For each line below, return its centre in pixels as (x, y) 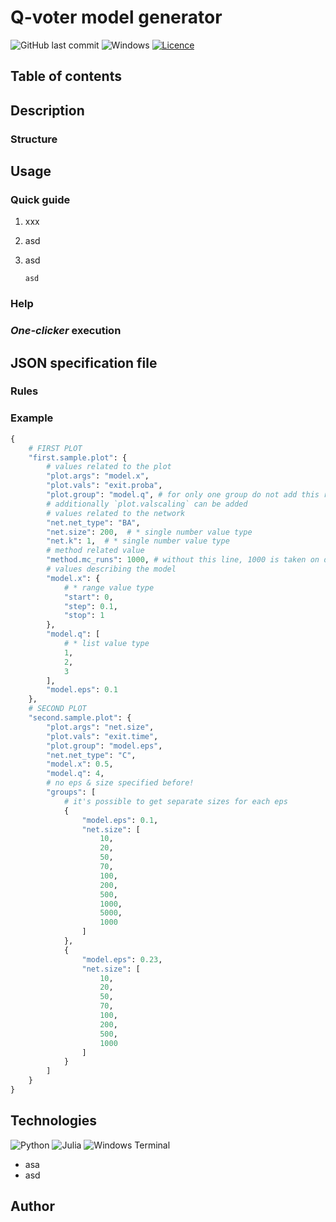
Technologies (54, 1121)
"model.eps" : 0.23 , (122, 959)
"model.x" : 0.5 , (80, 764)
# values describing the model (111, 569)
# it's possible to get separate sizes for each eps (175, 801)
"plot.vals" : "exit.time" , (102, 736)
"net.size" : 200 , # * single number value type (149, 532)
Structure (34, 139)
